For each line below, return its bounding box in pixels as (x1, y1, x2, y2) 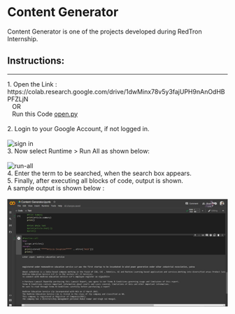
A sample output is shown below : (7, 184, 105, 192)
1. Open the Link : (7, 80, 57, 88)
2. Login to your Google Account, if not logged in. (7, 124, 150, 133)
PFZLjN (7, 95, 29, 103)
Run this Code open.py (11, 110, 78, 118)
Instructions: (7, 55, 65, 67)
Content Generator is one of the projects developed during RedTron (7, 27, 202, 36)
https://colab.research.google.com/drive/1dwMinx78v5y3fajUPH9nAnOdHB (7, 87, 225, 96)
